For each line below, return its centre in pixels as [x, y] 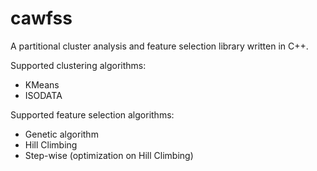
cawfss [41, 18]
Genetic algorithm [61, 134]
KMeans [42, 84]
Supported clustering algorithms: [78, 65]
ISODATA [43, 95]
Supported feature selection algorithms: [92, 114]
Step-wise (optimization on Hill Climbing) [109, 155]
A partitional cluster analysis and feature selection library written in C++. [159, 46]
